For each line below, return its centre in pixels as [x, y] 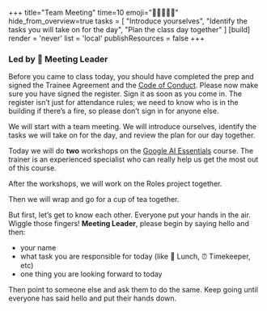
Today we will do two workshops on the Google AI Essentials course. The [131, 151]
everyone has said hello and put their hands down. [93, 298]
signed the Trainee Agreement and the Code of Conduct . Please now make [133, 86]
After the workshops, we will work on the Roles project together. [115, 184]
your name [38, 248]
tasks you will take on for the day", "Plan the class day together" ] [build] [129, 29]
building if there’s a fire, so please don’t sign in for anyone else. [114, 111]
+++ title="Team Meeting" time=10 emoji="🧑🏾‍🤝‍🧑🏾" [94, 13]
